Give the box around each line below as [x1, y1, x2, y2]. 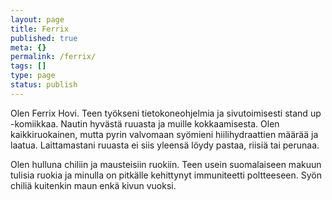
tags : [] [10, 61, 47, 71]
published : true [10, 33, 78, 43]
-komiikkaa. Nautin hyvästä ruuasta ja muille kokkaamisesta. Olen [10, 117, 280, 130]
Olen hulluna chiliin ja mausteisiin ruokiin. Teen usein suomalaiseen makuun [10, 158, 322, 170]
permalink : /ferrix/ [10, 52, 97, 62]
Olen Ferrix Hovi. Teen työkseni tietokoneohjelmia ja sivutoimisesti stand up [10, 107, 322, 119]
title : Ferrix [10, 24, 70, 34]
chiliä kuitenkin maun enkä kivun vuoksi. [10, 179, 177, 191]
